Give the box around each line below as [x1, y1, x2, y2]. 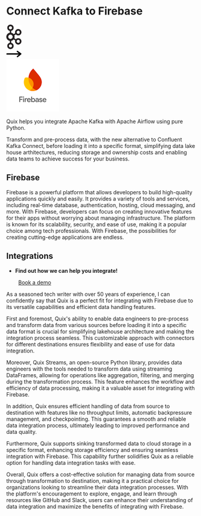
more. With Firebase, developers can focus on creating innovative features [6, 208, 192, 215]
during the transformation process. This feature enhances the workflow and [6, 378, 195, 385]
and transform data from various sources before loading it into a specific [6, 321, 187, 328]
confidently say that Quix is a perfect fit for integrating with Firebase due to [6, 297, 193, 304]
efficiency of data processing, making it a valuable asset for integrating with [6, 384, 195, 392]
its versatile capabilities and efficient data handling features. [6, 303, 156, 310]
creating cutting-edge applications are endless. [6, 234, 124, 241]
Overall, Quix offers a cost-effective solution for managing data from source [6, 471, 195, 478]
